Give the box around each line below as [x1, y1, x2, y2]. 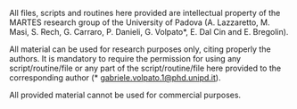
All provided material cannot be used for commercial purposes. [9, 89, 242, 100]
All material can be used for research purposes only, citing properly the [9, 44, 271, 54]
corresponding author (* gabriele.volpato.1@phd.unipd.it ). [9, 72, 221, 83]
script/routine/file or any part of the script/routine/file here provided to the [9, 63, 282, 73]
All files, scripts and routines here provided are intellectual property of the [9, 8, 281, 18]
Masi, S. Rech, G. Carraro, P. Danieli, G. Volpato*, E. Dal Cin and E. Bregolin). [9, 27, 289, 37]
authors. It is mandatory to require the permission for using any [9, 54, 242, 63]
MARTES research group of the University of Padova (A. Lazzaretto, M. [9, 17, 270, 28]
